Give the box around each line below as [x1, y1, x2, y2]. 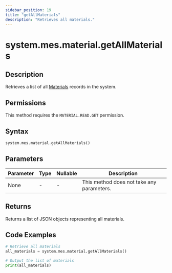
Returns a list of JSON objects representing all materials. [5, 216, 124, 222]
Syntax [5, 127, 29, 135]
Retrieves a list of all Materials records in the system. [5, 84, 117, 90]
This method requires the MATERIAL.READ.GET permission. [5, 112, 124, 118]
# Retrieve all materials [5, 244, 60, 249]
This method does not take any [81, 178, 157, 186]
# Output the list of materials [5, 258, 74, 263]
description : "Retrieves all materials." [5, 17, 95, 22]
